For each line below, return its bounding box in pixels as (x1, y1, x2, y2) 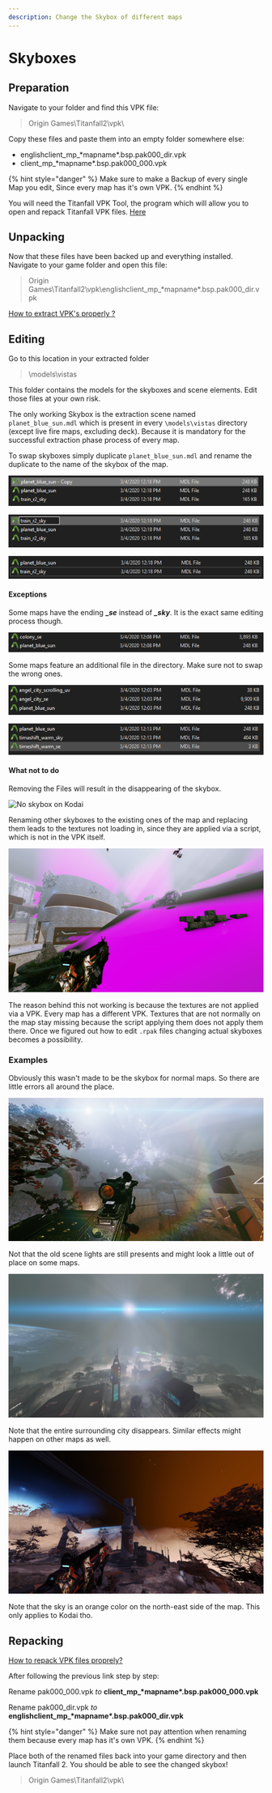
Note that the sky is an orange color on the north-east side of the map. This (8, 1602, 261, 1612)
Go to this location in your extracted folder (8, 354, 150, 363)
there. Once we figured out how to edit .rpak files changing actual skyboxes (8, 1026, 262, 1035)
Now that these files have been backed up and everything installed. (8, 252, 233, 261)
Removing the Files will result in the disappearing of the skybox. (8, 784, 221, 793)
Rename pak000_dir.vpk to (8, 1702, 98, 1712)
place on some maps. (8, 1258, 80, 1268)
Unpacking (8, 231, 65, 244)
